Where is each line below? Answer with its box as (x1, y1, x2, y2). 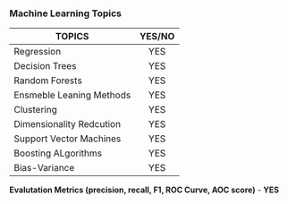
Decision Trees (13, 60, 77, 72)
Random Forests (13, 74, 82, 87)
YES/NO (139, 30, 175, 43)
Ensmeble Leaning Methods (13, 89, 131, 101)
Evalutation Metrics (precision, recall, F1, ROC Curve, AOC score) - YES (9, 184, 280, 195)
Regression (13, 46, 62, 58)
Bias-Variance (13, 162, 75, 174)
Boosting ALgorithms (13, 147, 103, 159)
